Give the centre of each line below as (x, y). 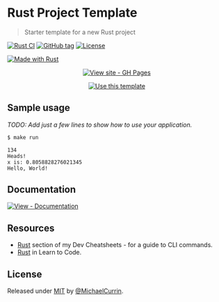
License (25, 274)
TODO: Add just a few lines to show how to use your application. (100, 125)
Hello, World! (28, 168)
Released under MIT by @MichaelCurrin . (65, 291)
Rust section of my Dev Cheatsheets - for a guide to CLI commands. (115, 245)
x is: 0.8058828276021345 (44, 162)
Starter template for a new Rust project (80, 32)
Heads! (17, 156)
